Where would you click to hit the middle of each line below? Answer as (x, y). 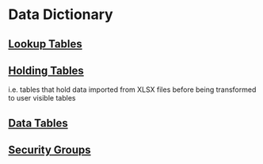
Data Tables (38, 123)
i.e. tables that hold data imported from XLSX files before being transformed (132, 90)
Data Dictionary (61, 15)
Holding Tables (46, 70)
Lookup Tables (45, 44)
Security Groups (50, 150)
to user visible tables (42, 98)
